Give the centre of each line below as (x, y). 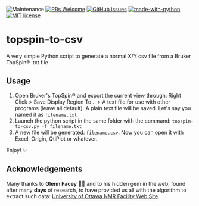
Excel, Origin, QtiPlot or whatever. (56, 138)
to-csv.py (27, 126)
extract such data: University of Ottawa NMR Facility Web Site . (83, 196)
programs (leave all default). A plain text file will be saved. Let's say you (103, 108)
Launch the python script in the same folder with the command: (93, 121)
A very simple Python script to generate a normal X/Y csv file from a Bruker (99, 56)
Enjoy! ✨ (17, 150)
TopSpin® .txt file (27, 62)
